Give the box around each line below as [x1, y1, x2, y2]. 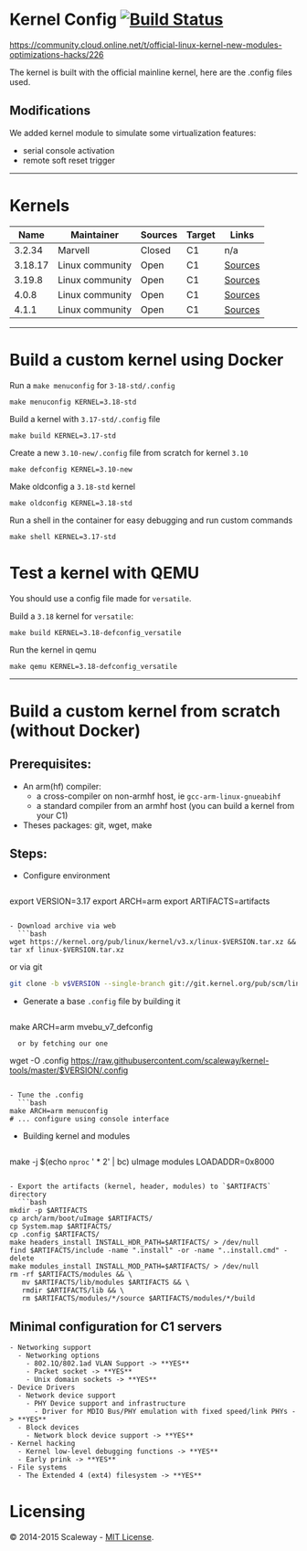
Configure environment [22, 870, 111, 881]
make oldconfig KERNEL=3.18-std [9, 498, 132, 507]
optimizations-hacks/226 [9, 48, 104, 59]
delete [9, 1254, 35, 1263]
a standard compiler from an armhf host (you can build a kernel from [36, 800, 295, 811]
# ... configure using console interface [9, 1115, 170, 1124]
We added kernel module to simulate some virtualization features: [9, 127, 257, 138]
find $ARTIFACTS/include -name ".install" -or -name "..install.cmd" [9, 1246, 281, 1256]
